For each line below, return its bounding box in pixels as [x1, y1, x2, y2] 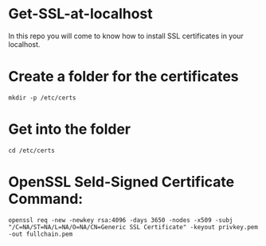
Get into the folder [8, 120, 131, 139]
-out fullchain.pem [8, 230, 73, 238]
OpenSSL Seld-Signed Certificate [8, 173, 235, 191]
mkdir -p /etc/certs [8, 93, 77, 102]
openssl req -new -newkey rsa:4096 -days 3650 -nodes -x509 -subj [8, 216, 233, 224]
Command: [8, 190, 84, 208]
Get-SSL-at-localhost [8, 5, 153, 23]
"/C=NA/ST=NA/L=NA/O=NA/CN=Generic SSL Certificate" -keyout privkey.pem [8, 223, 259, 231]
